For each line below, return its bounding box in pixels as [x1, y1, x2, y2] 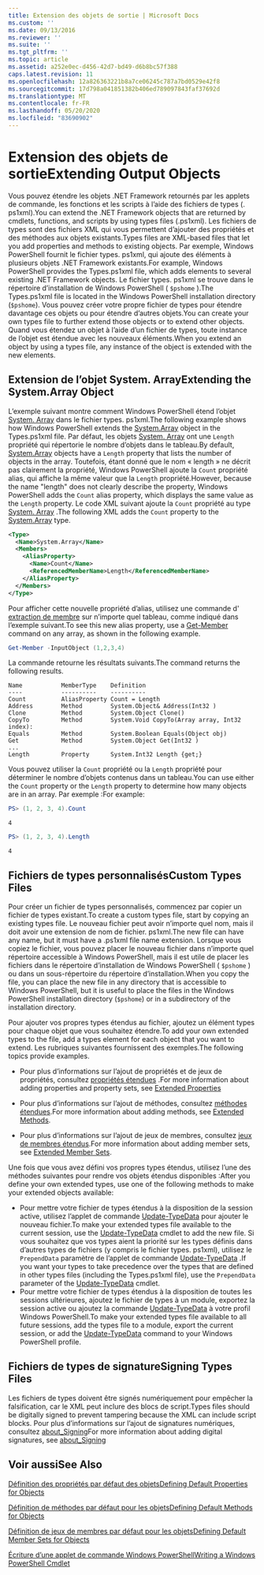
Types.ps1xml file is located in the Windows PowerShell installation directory [8, 291, 256, 300]
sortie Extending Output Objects [8, 165, 221, 183]
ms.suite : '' [8, 41, 51, 49]
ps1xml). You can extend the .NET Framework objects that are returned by [8, 207, 246, 217]
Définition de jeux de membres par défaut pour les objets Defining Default [8, 1526, 247, 1536]
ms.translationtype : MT [8, 92, 87, 100]
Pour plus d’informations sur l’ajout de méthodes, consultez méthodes [19, 1098, 247, 1108]
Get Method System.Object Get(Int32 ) [8, 737, 199, 745]
